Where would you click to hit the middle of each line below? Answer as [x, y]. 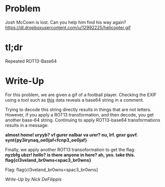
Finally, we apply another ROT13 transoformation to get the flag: [70, 150]
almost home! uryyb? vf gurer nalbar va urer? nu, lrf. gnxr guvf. [71, 135]
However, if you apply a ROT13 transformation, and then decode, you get [80, 114]
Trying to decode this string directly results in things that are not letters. [78, 110]
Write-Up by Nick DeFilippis [33, 179]
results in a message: [27, 125]
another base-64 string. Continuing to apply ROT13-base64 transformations [83, 120]
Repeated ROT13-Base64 [31, 61]
